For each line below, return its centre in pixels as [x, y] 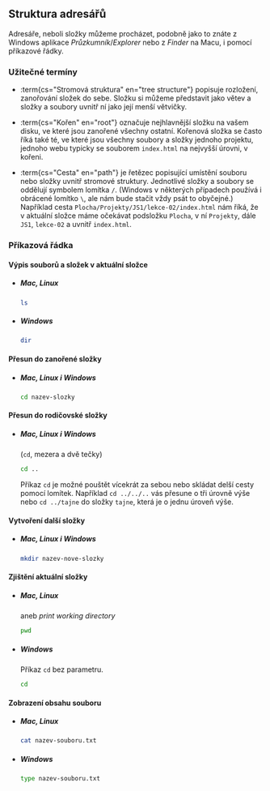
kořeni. [32, 157]
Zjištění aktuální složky [48, 577]
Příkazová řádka [41, 246]
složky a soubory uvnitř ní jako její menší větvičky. [103, 107]
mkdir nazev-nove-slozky [62, 558]
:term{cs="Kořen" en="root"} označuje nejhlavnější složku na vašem [134, 122]
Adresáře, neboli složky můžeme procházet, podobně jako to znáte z [122, 33]
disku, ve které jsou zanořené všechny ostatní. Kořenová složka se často [141, 131]
